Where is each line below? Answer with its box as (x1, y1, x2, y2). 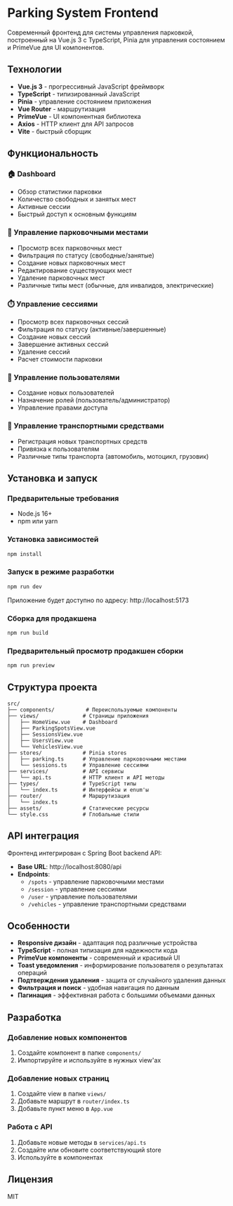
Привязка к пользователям (17, 445, 100, 453)
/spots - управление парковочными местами (27, 877, 164, 886)
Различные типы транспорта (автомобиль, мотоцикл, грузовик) (17, 452, 209, 460)
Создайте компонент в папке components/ (17, 1048, 142, 1057)
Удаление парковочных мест (17, 273, 105, 282)
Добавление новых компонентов (7, 1032, 128, 1042)
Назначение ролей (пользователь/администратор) (17, 396, 171, 405)
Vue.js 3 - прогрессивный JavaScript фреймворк (17, 82, 165, 91)
